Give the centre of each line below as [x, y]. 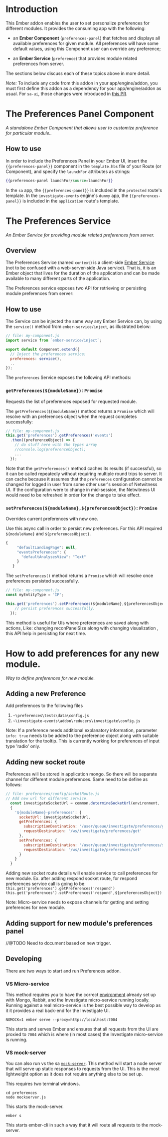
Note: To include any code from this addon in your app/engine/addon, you [82, 83]
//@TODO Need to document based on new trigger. [59, 943]
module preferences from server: [40, 293]
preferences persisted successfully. [42, 581]
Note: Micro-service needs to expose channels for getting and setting [77, 902]
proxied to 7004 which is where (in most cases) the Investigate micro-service [84, 1034]
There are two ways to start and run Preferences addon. [63, 970]
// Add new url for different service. [47, 798]
